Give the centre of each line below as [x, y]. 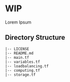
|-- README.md [19, 53]
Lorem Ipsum [18, 22]
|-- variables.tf [23, 62]
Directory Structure [35, 38]
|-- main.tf [17, 57]
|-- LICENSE [17, 49]
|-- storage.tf [20, 75]
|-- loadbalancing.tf [27, 66]
